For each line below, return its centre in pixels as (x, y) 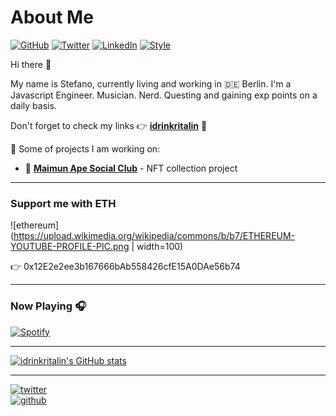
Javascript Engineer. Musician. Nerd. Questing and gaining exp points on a (164, 95)
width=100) (160, 247)
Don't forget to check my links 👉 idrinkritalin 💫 (109, 125)
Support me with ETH (63, 203)
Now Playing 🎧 (48, 306)
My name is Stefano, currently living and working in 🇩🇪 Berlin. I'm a (151, 83)
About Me (52, 17)
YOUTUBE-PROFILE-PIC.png (70, 247)
